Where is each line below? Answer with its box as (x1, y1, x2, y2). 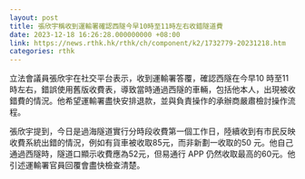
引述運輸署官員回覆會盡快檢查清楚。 (9, 160, 145, 171)
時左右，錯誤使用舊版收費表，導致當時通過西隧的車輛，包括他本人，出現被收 (9, 84, 296, 95)
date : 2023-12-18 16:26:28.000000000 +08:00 (9, 30, 181, 39)
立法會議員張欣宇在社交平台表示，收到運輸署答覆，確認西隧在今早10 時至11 (9, 73, 289, 84)
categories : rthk (9, 47, 75, 56)
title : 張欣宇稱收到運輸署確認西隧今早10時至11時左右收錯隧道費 (9, 22, 224, 31)
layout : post (9, 13, 59, 23)
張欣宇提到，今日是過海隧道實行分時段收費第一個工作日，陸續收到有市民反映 (9, 126, 296, 137)
